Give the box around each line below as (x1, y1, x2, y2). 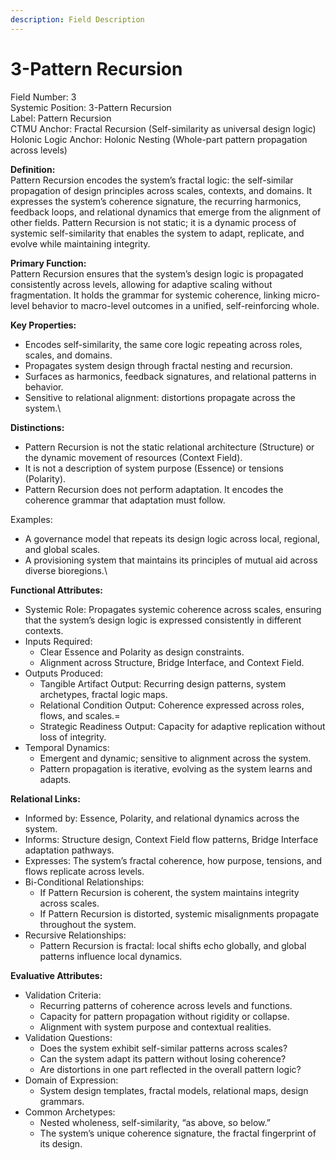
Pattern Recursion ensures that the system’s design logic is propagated (10, 267, 304, 280)
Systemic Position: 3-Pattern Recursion (10, 101, 172, 113)
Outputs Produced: (24, 667, 103, 679)
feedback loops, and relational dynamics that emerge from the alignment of (10, 206, 322, 218)
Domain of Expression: (24, 1074, 119, 1086)
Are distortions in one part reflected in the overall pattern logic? (39, 1063, 302, 1075)
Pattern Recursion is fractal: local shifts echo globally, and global (39, 939, 307, 951)
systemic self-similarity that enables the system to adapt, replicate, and (10, 227, 305, 239)
